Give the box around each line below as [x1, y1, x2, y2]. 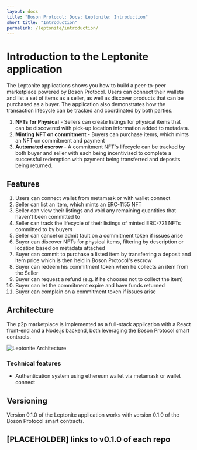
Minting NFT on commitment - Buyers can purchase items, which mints [15, 131, 189, 138]
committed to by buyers [15, 226, 72, 232]
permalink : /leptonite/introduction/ [6, 25, 99, 31]
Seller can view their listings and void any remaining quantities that [15, 207, 176, 214]
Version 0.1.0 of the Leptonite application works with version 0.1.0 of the [6, 411, 179, 418]
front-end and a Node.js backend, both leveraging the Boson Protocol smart [6, 327, 190, 334]
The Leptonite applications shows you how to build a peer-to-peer [6, 82, 166, 89]
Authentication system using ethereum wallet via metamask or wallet [15, 373, 181, 380]
